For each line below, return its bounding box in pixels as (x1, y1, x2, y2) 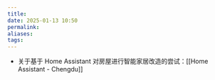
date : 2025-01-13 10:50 (7, 17, 78, 24)
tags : (7, 37, 23, 44)
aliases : (7, 30, 33, 38)
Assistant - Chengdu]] (17, 65, 83, 74)
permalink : (7, 23, 40, 30)
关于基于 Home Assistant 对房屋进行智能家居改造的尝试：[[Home (17, 57, 209, 66)
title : (7, 10, 27, 18)
